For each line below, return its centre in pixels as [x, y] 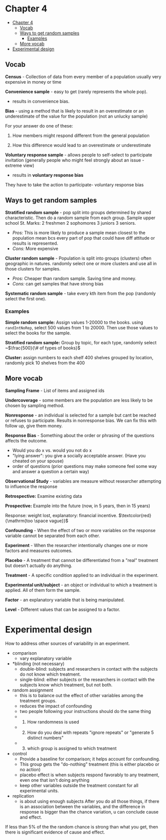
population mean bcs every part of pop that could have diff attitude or [83, 238]
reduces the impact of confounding [56, 706]
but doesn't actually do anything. [39, 565]
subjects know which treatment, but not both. [66, 685]
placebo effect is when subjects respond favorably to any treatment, [89, 775]
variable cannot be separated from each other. [53, 536]
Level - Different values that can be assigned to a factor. [63, 609]
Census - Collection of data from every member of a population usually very [83, 76]
